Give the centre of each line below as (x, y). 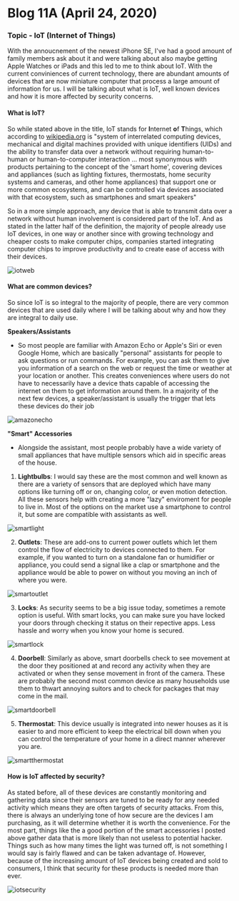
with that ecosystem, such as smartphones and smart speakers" (102, 197)
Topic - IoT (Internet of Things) (62, 36)
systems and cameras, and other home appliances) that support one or (112, 182)
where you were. (42, 580)
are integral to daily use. (43, 317)
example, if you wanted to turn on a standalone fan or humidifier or (116, 557)
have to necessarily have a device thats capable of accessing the (114, 383)
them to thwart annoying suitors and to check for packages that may (118, 688)
